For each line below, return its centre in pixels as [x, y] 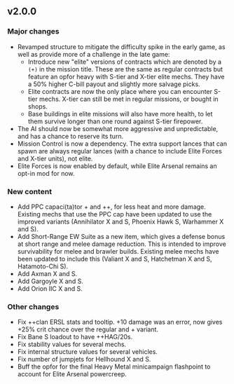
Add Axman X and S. [47, 273]
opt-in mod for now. [46, 173]
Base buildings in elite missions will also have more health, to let [120, 114]
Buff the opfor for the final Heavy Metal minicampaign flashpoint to [114, 366]
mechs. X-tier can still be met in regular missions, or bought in [129, 99]
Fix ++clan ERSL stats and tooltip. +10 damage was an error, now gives [120, 322]
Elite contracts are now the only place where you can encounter [120, 91]
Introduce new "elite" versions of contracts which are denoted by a [125, 62]
